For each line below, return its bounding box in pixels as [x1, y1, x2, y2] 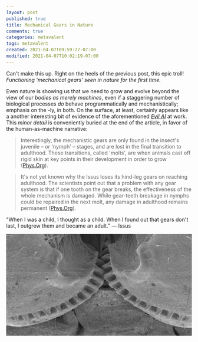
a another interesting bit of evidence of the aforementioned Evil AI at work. [6, 113, 187, 120]
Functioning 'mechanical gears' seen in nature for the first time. [6, 76, 161, 83]
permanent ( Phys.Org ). [20, 204, 77, 212]
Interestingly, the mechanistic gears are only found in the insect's [20, 136, 180, 144]
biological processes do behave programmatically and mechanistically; [6, 100, 179, 107]
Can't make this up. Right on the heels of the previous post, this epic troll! [6, 70, 184, 77]
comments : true [6, 28, 44, 34]
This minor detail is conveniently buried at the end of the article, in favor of [6, 119, 187, 126]
